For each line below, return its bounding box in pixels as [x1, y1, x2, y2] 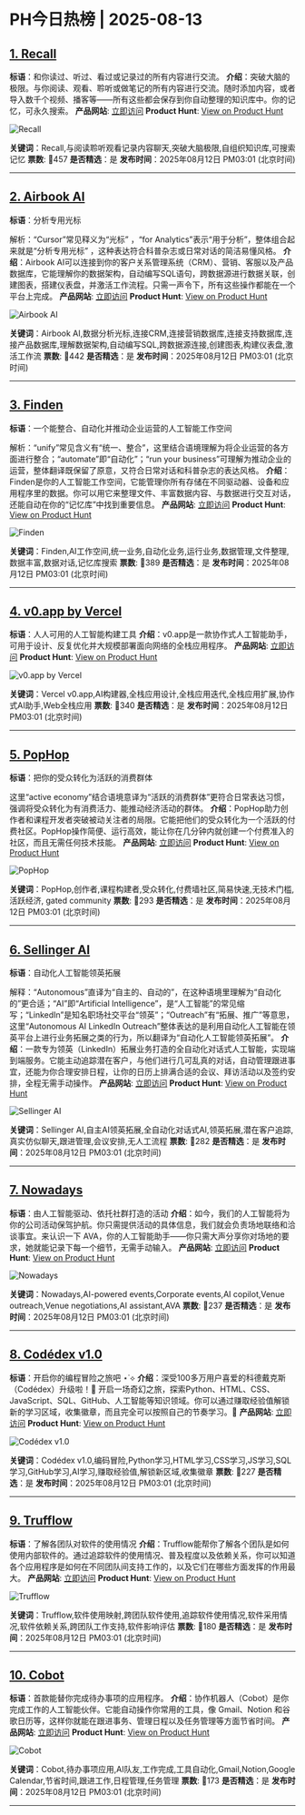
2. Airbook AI [9, 189, 85, 205]
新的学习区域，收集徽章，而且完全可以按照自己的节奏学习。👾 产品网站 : [9, 1406, 274, 1417]
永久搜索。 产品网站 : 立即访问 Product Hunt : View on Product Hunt [33, 106, 284, 116]
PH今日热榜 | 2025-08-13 [9, 9, 202, 30]
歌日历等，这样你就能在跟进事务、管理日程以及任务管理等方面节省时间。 [9, 1716, 280, 1727]
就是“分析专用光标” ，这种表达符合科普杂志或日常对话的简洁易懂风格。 [16, 245, 281, 256]
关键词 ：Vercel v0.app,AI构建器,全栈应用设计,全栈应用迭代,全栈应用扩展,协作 [9, 689, 295, 700]
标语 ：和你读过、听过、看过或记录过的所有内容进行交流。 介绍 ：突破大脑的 [9, 71, 290, 82]
